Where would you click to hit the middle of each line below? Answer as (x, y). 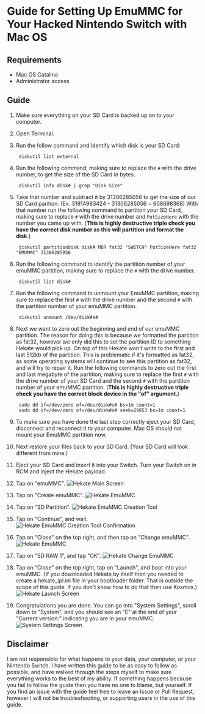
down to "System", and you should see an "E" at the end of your (96, 612)
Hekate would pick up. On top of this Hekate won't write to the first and (105, 348)
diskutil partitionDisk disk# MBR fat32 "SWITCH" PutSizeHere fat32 (108, 247)
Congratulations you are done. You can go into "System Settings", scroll (106, 605)
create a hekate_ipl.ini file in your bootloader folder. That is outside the (104, 581)
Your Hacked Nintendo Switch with (97, 24)
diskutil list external (49, 156)
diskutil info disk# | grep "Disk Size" (71, 186)
